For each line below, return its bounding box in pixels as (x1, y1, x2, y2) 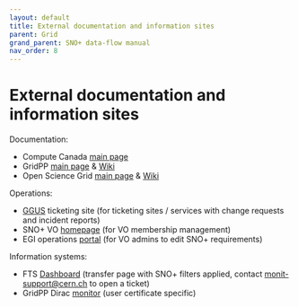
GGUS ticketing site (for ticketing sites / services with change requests (22, 206, 285, 216)
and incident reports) (22, 215, 101, 225)
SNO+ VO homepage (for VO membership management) (22, 224, 232, 235)
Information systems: (9, 251, 88, 262)
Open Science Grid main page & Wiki (22, 171, 160, 181)
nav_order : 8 (9, 47, 58, 56)
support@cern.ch (22, 278, 88, 289)
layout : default (9, 13, 70, 22)
